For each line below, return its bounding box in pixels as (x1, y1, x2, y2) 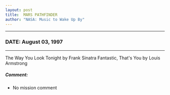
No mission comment (12, 84, 57, 90)
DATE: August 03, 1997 (5, 39, 63, 46)
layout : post (5, 7, 33, 13)
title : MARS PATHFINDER (5, 12, 58, 17)
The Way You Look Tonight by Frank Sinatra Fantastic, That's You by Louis (5, 54, 160, 61)
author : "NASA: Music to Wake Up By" (5, 17, 85, 22)
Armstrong (5, 60, 28, 66)
